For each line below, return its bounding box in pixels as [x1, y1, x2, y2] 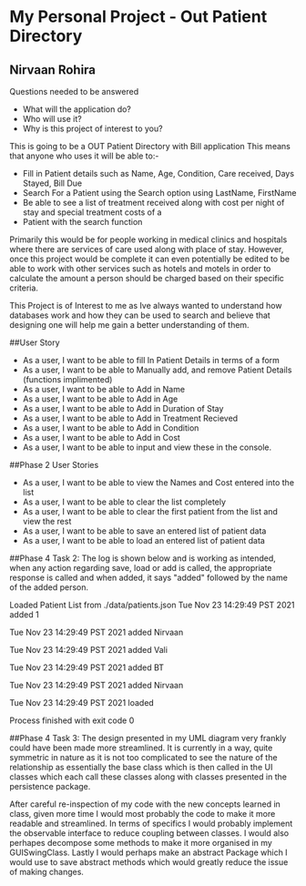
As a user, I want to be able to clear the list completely [22, 496, 226, 507]
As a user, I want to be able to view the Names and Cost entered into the [22, 477, 294, 488]
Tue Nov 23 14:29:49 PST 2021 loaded [9, 698, 155, 708]
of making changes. [9, 867, 85, 877]
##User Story [9, 337, 61, 348]
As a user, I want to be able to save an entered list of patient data [22, 525, 267, 536]
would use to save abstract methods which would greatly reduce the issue [9, 857, 289, 867]
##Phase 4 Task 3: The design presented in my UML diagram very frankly [9, 733, 287, 743]
